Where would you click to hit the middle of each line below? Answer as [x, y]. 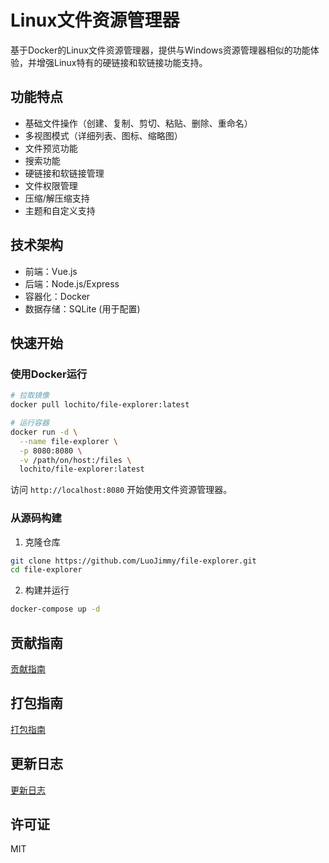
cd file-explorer [46, 570]
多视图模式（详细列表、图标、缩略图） [103, 135]
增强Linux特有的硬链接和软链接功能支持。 [122, 62]
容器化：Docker [57, 296]
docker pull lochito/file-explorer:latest [100, 405]
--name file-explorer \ [68, 441]
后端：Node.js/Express [72, 283]
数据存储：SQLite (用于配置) [82, 308]
